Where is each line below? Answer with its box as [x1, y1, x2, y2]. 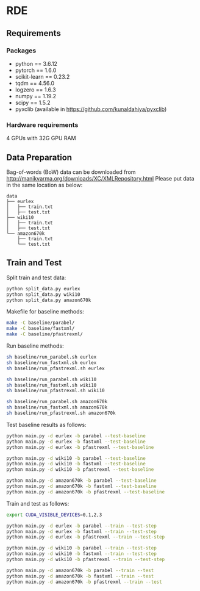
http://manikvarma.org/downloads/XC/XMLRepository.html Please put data [6, 174, 195, 182]
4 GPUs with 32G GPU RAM [6, 135, 76, 142]
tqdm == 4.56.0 [15, 79, 55, 87]
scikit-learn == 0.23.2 [15, 73, 70, 80]
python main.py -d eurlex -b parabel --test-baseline [6, 432, 146, 439]
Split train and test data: [6, 274, 66, 281]
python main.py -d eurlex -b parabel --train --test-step [6, 523, 157, 529]
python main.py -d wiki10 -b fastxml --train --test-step [6, 551, 157, 557]
